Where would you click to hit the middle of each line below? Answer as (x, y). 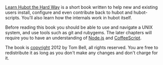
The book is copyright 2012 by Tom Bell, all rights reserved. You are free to (82, 47)
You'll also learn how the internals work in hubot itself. (77, 18)
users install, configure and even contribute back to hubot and (69, 12)
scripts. (13, 18)
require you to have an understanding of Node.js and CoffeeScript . (73, 38)
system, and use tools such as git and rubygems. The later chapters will (79, 32)
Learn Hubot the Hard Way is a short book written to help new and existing (81, 7)
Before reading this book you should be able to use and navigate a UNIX (79, 27)
